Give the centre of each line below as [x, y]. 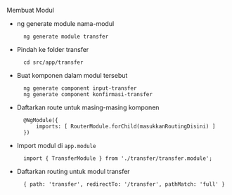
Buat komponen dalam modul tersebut [72, 75]
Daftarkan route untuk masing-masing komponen [88, 107]
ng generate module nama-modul [65, 23]
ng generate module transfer [66, 36]
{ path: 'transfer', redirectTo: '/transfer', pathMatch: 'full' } [124, 184]
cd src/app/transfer [53, 62]
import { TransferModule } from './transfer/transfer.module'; [118, 159]
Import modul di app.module [56, 146]
